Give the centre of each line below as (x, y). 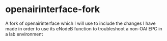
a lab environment (24, 34)
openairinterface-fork (53, 9)
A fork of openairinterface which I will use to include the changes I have (81, 23)
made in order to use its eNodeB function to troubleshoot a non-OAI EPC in (84, 28)
